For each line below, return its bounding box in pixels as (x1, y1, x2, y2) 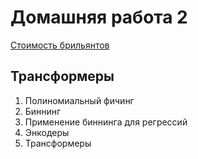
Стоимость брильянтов (10, 39, 110, 51)
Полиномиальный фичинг (24, 94, 135, 106)
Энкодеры (24, 126, 70, 138)
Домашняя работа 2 (10, 6, 188, 29)
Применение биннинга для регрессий (24, 116, 188, 128)
